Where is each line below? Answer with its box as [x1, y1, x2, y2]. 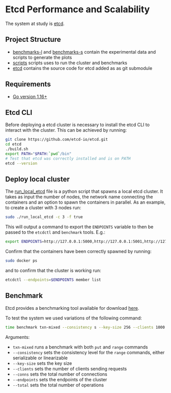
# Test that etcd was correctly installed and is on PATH [5, 156, 131, 161]
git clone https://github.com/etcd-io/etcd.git [5, 137, 108, 142]
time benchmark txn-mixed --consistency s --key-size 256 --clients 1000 [5, 325, 165, 330]
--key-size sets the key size [12, 360, 72, 366]
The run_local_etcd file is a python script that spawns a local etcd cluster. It [5, 188, 163, 194]
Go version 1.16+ [12, 93, 47, 100]
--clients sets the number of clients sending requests [12, 365, 127, 372]
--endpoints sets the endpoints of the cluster [12, 376, 107, 382]
